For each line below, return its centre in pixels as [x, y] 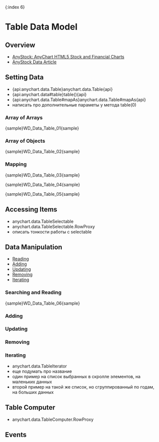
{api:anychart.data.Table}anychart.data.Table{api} [62, 89]
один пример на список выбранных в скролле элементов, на [76, 376]
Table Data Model [41, 27]
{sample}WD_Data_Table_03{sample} [43, 175]
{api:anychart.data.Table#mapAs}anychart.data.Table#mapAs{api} [79, 100]
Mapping [16, 164]
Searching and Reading [34, 292]
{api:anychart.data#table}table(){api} [49, 94]
